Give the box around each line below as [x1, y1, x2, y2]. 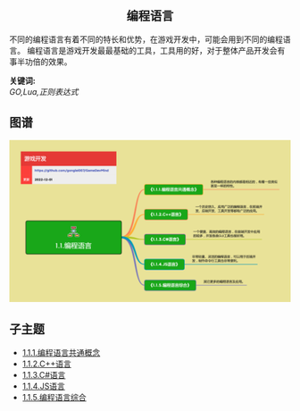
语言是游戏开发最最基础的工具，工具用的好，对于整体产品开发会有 [42, 45, 286, 55]
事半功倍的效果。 [9, 56, 72, 67]
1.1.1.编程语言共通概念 [21, 347, 101, 357]
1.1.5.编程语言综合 [21, 391, 87, 402]
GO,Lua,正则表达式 [9, 86, 79, 96]
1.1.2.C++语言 [21, 358, 71, 369]
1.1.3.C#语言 [21, 369, 66, 380]
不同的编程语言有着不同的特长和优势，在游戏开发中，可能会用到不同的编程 [9, 34, 283, 45]
